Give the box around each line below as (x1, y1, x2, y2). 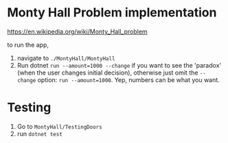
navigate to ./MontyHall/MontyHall (16, 53, 115, 62)
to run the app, (7, 40, 49, 49)
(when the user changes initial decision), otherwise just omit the (16, 68, 198, 77)
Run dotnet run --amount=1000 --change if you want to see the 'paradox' (16, 61, 222, 69)
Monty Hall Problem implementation (7, 5, 217, 21)
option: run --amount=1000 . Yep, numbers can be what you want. (37, 75, 220, 83)
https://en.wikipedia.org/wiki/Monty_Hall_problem (7, 27, 148, 36)
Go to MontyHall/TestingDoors (16, 122, 102, 131)
